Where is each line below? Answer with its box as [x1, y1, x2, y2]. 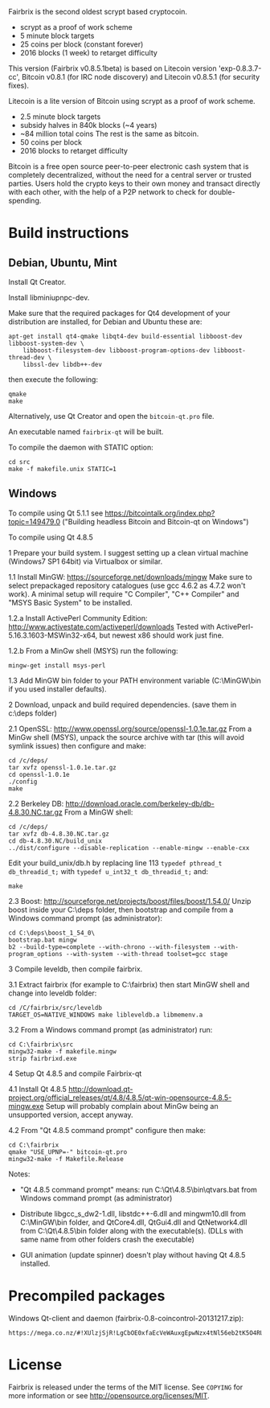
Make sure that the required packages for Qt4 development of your [8, 309, 231, 318]
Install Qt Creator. [8, 277, 67, 286]
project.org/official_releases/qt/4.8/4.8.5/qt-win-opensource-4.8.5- [8, 1093, 232, 1102]
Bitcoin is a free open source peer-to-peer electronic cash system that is [8, 162, 249, 171]
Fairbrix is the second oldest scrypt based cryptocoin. [8, 7, 187, 16]
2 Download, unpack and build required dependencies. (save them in [8, 700, 237, 709]
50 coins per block [19, 138, 83, 147]
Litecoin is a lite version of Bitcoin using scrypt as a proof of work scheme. [8, 96, 256, 105]
